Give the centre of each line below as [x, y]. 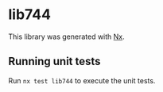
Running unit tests [54, 61]
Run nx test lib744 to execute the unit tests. [82, 80]
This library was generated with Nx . [66, 36]
